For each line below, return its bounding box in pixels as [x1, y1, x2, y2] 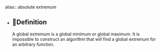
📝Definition [12, 18, 47, 26]
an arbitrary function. [12, 41, 55, 47]
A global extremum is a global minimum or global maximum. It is [12, 31, 140, 37]
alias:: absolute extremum [5, 4, 57, 10]
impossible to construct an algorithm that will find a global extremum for [12, 36, 156, 42]
